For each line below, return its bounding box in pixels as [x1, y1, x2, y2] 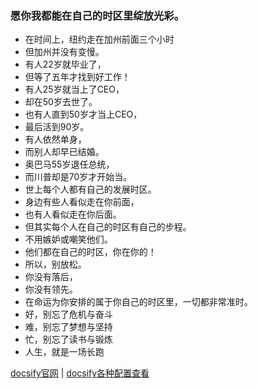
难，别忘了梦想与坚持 [24, 321, 113, 333]
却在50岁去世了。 [24, 96, 98, 108]
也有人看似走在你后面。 [24, 208, 122, 221]
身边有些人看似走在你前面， [24, 196, 140, 208]
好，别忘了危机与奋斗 [24, 308, 113, 321]
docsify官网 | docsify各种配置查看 [10, 367, 150, 379]
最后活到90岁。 [24, 121, 90, 133]
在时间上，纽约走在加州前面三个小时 [24, 33, 175, 46]
